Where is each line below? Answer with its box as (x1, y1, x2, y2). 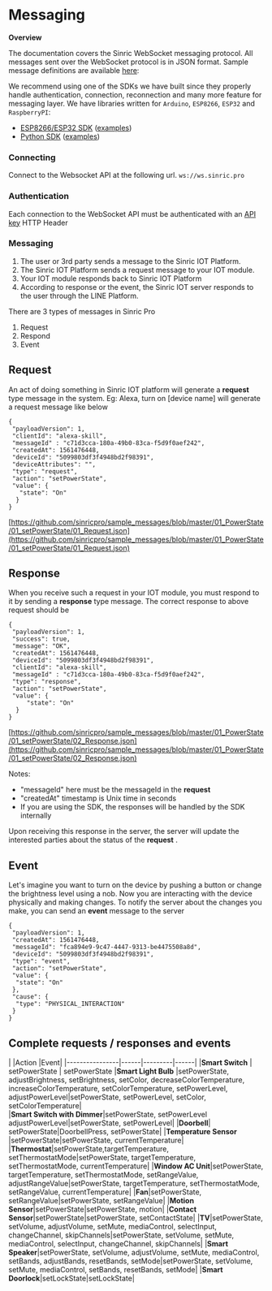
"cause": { (11, 993, 49, 1001)
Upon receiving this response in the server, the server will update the (8, 827, 240, 836)
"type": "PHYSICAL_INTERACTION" (15, 1000, 126, 1008)
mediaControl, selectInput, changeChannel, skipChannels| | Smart (8, 1239, 229, 1249)
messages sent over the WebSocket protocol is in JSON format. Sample (8, 57, 249, 67)
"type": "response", (11, 678, 82, 686)
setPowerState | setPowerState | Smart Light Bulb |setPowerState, (8, 1066, 230, 1077)
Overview (8, 32, 42, 42)
